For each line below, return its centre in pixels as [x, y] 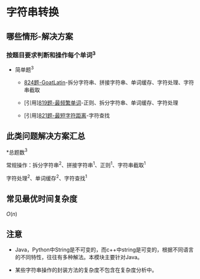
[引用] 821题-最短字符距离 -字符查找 [67, 115]
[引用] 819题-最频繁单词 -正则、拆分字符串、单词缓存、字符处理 [101, 102]
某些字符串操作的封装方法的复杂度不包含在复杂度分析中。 [86, 270]
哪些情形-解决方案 [40, 36]
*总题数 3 [17, 152]
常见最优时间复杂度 [42, 199]
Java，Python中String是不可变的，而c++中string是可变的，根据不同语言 [104, 250]
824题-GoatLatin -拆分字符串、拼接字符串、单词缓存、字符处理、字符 [109, 82]
